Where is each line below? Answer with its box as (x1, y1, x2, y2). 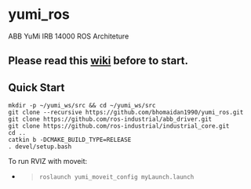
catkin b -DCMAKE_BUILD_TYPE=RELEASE (8, 136, 132, 144)
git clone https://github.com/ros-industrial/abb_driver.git (8, 115, 213, 123)
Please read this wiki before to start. (8, 54, 189, 67)
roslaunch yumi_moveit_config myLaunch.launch (38, 173, 195, 181)
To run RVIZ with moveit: (8, 157, 88, 166)
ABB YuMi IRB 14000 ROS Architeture (8, 31, 129, 41)
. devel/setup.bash (8, 143, 72, 151)
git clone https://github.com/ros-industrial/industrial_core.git (8, 122, 230, 130)
